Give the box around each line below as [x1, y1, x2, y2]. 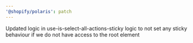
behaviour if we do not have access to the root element [5, 31, 140, 38]
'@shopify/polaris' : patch [5, 8, 72, 15]
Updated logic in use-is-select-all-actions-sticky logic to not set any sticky [5, 25, 187, 32]
